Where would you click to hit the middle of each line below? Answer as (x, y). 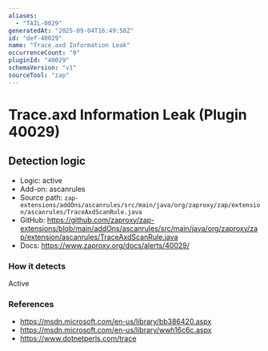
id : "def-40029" (35, 38)
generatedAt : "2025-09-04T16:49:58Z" (71, 30)
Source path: (41, 197)
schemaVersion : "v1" (43, 68)
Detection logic (47, 161)
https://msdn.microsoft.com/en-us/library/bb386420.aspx (116, 321)
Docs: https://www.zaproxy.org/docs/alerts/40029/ (104, 245)
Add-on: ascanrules (52, 189)
